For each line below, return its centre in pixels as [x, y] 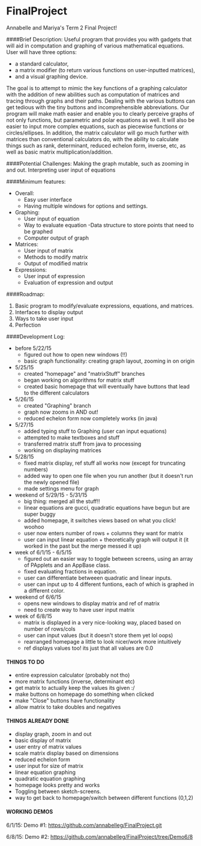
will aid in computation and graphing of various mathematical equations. [95, 46]
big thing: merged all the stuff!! [62, 501]
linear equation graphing [45, 772]
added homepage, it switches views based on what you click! [100, 520]
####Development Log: [35, 336]
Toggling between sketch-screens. [58, 791]
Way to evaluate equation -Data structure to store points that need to [109, 225]
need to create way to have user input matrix [79, 609]
